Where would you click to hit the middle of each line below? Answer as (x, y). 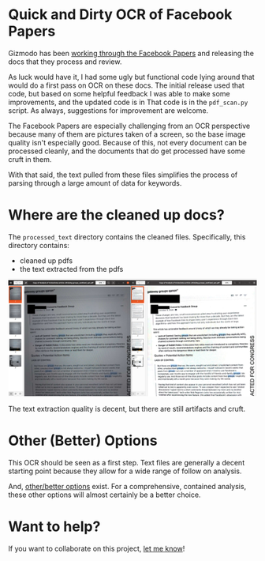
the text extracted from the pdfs (71, 269)
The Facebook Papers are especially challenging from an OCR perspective (129, 126)
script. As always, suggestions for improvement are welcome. (108, 110)
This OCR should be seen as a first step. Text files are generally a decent (127, 463)
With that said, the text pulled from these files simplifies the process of (123, 175)
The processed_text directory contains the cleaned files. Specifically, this (127, 237)
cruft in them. (30, 159)
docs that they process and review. (65, 62)
